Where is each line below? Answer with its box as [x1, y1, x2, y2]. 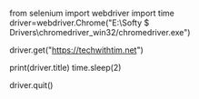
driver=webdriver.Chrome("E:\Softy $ [9, 17, 150, 28]
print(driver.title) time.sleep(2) [9, 63, 122, 73]
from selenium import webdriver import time [9, 8, 174, 18]
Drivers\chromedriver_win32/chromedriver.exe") [9, 27, 191, 37]
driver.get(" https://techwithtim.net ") [9, 45, 144, 55]
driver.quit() [9, 80, 54, 90]
